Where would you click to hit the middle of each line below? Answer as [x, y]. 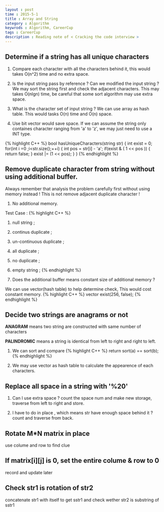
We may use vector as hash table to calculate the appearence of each [82, 366]
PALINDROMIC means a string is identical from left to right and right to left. [81, 341]
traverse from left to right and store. [48, 404]
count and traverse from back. [43, 418]
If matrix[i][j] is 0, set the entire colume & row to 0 [82, 461]
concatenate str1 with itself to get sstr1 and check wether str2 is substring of [82, 500]
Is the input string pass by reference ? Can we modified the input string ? [85, 83]
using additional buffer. [41, 177]
